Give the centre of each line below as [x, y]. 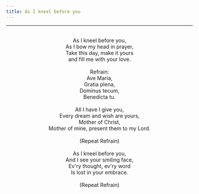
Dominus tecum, [99, 90]
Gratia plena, [99, 84]
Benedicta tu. [99, 97]
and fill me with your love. [99, 59]
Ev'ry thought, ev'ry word [99, 166]
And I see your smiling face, [99, 160]
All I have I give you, [99, 109]
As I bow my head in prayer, [99, 46]
